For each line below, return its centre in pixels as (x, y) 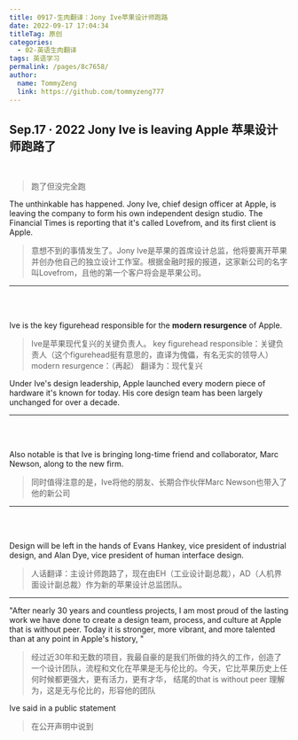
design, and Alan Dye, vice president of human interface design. (126, 556)
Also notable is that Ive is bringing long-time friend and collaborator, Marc (144, 455)
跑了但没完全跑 (58, 186)
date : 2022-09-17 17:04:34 (59, 26)
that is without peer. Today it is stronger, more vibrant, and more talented (142, 629)
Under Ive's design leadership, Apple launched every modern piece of (137, 384)
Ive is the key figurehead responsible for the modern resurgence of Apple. (146, 325)
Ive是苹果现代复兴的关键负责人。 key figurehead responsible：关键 (153, 344)
